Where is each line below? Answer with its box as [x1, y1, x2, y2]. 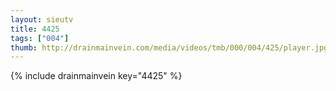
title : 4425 [10, 24, 60, 34]
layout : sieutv [10, 14, 74, 25]
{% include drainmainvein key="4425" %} [10, 70, 183, 82]
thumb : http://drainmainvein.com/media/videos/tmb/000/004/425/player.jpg [10, 42, 329, 53]
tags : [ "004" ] [10, 33, 70, 43]
